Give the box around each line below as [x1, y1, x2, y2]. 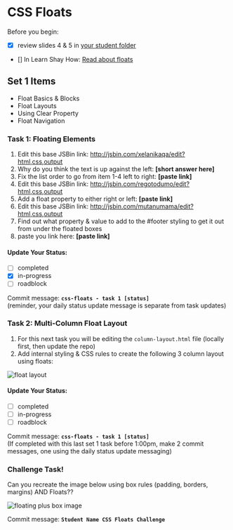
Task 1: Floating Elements [7, 134, 96, 144]
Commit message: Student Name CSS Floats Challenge [7, 515, 166, 524]
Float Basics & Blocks [17, 94, 80, 102]
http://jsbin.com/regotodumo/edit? [90, 180, 190, 188]
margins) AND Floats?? [7, 488, 74, 496]
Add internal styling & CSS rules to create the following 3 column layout [17, 349, 225, 358]
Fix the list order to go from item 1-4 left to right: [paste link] [17, 173, 192, 181]
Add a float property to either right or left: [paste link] [17, 194, 173, 204]
